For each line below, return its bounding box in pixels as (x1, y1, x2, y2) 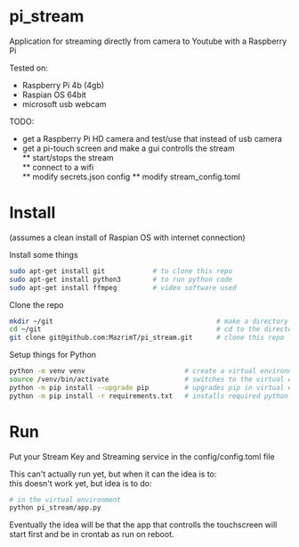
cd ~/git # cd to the (9, 325, 261, 334)
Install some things (9, 249, 78, 260)
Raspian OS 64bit (21, 89, 86, 100)
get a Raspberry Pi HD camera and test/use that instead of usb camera (21, 133, 283, 144)
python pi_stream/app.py (9, 503, 101, 512)
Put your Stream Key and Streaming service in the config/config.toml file (9, 451, 275, 461)
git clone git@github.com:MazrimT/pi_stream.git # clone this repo (9, 333, 285, 343)
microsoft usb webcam (21, 98, 107, 109)
